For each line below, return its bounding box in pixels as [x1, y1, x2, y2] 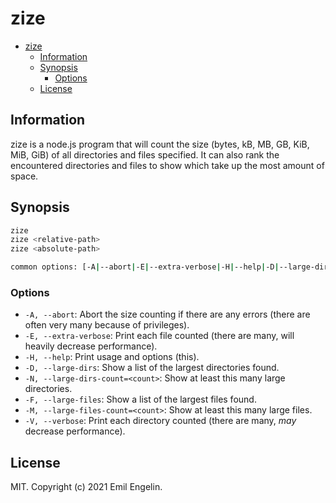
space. [10, 170, 39, 182]
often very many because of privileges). [24, 319, 190, 331]
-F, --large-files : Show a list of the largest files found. [24, 393, 257, 406]
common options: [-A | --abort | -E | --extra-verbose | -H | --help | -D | [10, 262, 280, 272]
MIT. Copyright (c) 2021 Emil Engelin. [10, 481, 163, 493]
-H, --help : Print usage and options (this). [24, 351, 200, 363]
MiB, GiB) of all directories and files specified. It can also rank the [10, 148, 280, 161]
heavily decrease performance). [24, 340, 158, 352]
